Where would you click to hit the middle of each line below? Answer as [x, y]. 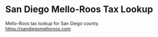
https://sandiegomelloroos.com [38, 28]
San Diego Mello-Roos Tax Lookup [79, 9]
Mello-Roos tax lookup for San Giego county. [52, 23]
